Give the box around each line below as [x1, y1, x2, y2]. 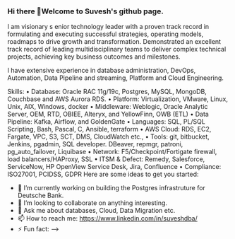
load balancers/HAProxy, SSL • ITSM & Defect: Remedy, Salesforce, [7, 155, 205, 163]
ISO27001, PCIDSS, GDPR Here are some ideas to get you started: [7, 170, 199, 179]
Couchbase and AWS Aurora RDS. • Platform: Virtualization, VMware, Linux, [7, 95, 228, 103]
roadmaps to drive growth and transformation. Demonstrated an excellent [7, 37, 221, 46]
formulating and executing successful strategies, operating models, [7, 30, 204, 38]
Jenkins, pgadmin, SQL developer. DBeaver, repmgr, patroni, [7, 140, 183, 148]
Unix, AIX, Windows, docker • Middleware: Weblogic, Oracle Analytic [7, 103, 208, 111]
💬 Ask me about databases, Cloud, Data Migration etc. [17, 206, 176, 215]
